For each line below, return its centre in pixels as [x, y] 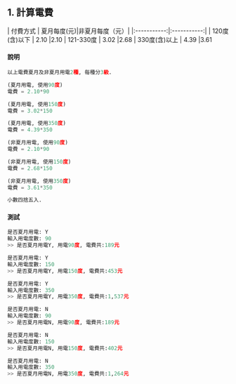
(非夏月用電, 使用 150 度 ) [39, 161]
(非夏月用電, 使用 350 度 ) [39, 181]
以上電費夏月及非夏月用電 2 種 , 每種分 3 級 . [60, 72]
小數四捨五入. [25, 200]
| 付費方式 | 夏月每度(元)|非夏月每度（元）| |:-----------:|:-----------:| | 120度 [118, 31]
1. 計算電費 [31, 13]
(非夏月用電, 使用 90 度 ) [38, 143]
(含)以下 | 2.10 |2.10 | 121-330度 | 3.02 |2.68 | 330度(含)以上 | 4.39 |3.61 [110, 39]
